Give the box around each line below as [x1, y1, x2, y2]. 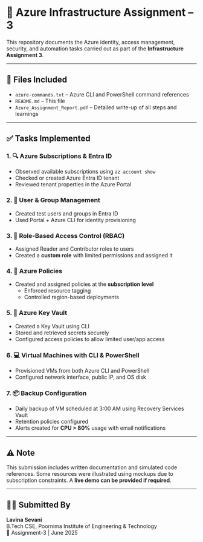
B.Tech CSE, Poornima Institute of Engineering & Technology [6, 522, 157, 530]
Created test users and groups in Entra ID [14, 209, 118, 217]
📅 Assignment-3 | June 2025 [6, 529, 79, 536]
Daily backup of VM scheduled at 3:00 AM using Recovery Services [14, 405, 184, 412]
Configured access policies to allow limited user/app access [14, 335, 165, 342]
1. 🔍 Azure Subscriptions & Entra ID [6, 152, 112, 160]
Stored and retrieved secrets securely [14, 329, 109, 336]
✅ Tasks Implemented [6, 134, 91, 144]
